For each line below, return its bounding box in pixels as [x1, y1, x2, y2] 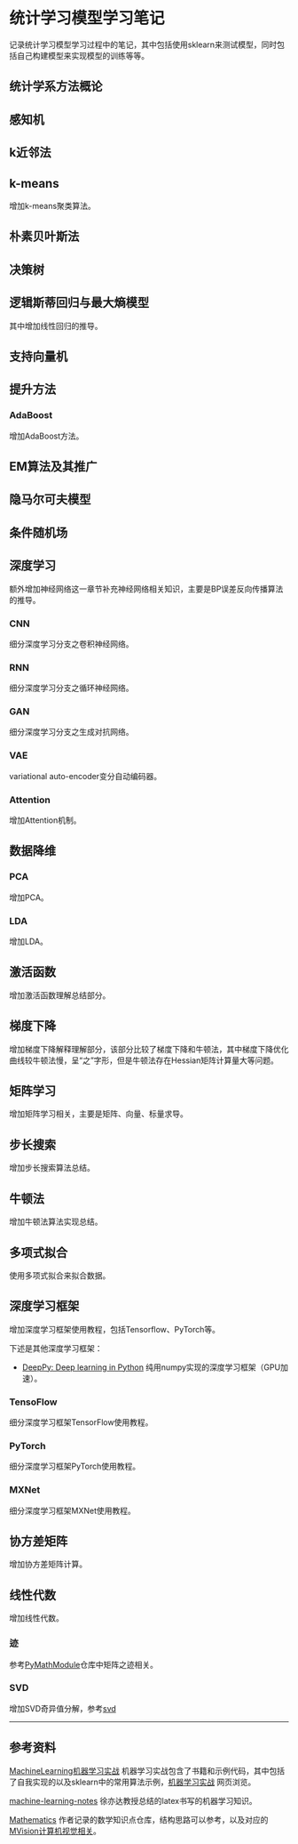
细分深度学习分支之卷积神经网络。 [9, 638, 134, 649]
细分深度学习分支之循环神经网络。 [9, 682, 134, 694]
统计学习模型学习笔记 [9, 8, 166, 28]
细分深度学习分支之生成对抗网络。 [9, 727, 134, 737]
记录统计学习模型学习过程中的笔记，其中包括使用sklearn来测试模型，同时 [9, 39, 278, 50]
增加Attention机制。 [9, 815, 82, 825]
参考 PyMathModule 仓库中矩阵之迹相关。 [9, 1659, 158, 1670]
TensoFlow [9, 1396, 58, 1408]
